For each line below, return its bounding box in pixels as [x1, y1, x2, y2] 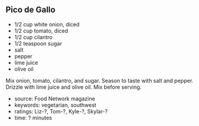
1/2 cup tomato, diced [14, 27, 68, 34]
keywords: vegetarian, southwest [14, 101, 97, 109]
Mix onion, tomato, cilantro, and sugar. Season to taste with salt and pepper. [5, 77, 194, 84]
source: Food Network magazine [14, 95, 95, 102]
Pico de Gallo [5, 5, 56, 15]
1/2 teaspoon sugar [14, 40, 62, 47]
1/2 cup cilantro [14, 33, 53, 41]
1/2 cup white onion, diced [14, 20, 80, 28]
